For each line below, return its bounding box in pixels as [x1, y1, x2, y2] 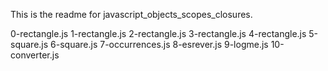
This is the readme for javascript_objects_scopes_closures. [10, 9, 253, 20]
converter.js [10, 49, 60, 61]
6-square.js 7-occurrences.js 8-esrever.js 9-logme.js [50, 39, 269, 50]
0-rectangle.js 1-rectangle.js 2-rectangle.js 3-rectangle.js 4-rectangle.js [10, 28, 307, 39]
